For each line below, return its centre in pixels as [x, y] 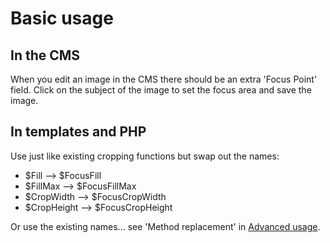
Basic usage [62, 18]
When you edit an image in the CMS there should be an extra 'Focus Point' [164, 79]
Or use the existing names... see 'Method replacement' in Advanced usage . [165, 226]
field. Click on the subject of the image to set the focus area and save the [161, 90]
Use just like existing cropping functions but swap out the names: [145, 156]
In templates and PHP [78, 132]
